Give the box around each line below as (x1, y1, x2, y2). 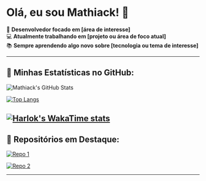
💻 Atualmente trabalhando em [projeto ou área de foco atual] (6, 32, 167, 40)
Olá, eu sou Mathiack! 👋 (6, 6, 129, 20)
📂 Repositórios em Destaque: (6, 134, 120, 144)
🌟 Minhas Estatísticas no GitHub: (6, 67, 134, 78)
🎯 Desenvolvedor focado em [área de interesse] (6, 26, 131, 33)
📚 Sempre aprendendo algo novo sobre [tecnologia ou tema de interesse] (6, 42, 199, 49)
